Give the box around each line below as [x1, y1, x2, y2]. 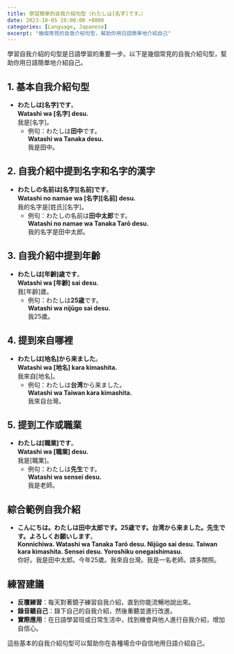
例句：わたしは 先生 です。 [27, 465, 101, 473]
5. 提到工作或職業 [7, 419, 82, 431]
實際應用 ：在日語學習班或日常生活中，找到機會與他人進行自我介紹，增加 [17, 615, 225, 623]
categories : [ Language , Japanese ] [7, 23, 108, 30]
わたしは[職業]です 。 [17, 439, 78, 447]
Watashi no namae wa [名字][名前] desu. [17, 193, 136, 202]
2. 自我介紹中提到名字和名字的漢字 [7, 165, 155, 177]
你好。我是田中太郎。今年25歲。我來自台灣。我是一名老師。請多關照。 [17, 556, 221, 564]
